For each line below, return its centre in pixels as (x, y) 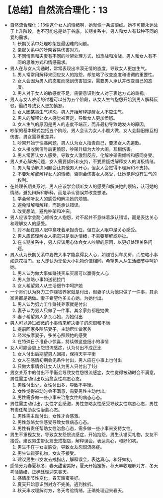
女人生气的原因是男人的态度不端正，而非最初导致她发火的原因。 (82, 124)
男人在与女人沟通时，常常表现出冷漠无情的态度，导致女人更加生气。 (80, 68)
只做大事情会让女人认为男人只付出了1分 (57, 366)
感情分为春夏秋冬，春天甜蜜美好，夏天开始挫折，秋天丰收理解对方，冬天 (84, 465)
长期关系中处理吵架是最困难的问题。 (54, 43)
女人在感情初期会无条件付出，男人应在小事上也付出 (70, 360)
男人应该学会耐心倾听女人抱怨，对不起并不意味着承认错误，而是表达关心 (84, 217)
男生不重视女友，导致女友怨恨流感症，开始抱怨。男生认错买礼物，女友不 (84, 434)
